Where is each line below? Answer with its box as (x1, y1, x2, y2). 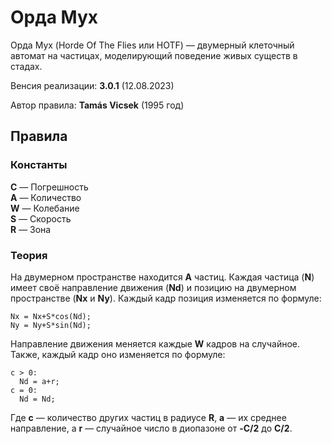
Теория (10, 248, 48, 262)
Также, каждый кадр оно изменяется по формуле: (10, 348, 226, 360)
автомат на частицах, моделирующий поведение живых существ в (10, 49, 298, 61)
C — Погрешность (10, 181, 89, 193)
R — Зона (10, 223, 52, 235)
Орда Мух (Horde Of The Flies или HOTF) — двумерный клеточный (10, 39, 295, 51)
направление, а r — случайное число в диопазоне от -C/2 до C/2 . (10, 422, 293, 434)
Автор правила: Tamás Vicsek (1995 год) (10, 99, 185, 111)
